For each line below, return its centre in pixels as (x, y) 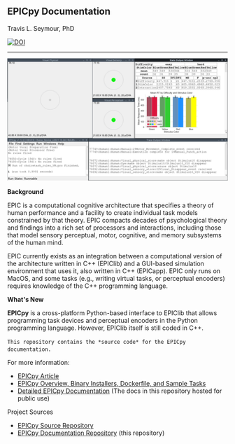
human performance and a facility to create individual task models (102, 213)
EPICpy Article (38, 376)
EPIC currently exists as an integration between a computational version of (115, 256)
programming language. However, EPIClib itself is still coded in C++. (106, 328)
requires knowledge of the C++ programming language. (87, 286)
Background (26, 192)
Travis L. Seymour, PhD (41, 28)
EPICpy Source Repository (55, 426)
